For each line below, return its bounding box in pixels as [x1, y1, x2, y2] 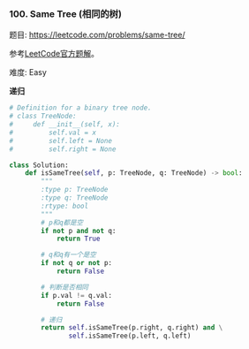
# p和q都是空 [41, 218, 84, 227]
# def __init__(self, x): [9, 120, 121, 129]
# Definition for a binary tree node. [9, 103, 152, 112]
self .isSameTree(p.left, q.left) [68, 331, 192, 341]
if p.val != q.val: [41, 291, 113, 300]
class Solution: [9, 161, 69, 170]
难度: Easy [9, 67, 47, 78]
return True [56, 234, 101, 244]
